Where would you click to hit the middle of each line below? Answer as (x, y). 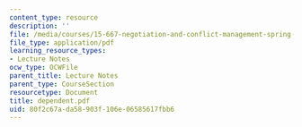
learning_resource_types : (58, 51)
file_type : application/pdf (62, 42)
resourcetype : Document (54, 92)
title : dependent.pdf (50, 101)
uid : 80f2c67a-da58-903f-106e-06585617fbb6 (92, 109)
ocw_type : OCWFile (44, 68)
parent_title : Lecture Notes (64, 76)
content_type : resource (54, 17)
